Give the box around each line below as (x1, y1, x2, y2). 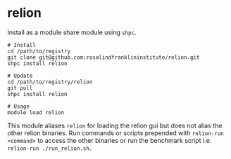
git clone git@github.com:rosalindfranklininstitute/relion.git (7, 54, 200, 61)
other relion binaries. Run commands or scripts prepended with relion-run (7, 128, 224, 137)
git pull (7, 84, 33, 92)
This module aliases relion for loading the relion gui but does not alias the (7, 121, 223, 130)
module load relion (7, 109, 65, 116)
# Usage (7, 103, 30, 110)
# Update (7, 72, 33, 79)
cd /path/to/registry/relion (7, 78, 93, 85)
